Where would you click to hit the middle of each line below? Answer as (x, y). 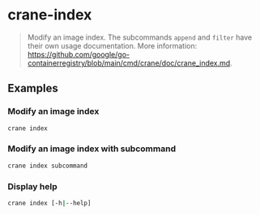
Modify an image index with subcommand (92, 149)
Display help (32, 186)
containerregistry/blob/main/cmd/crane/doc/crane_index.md (129, 63)
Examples (33, 89)
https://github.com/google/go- (79, 54)
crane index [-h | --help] (49, 203)
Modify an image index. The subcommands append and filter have (140, 37)
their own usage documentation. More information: (112, 45)
